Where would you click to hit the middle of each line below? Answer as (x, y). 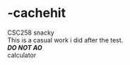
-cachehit (36, 13)
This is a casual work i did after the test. (65, 40)
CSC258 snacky (31, 32)
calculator (22, 55)
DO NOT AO (25, 47)
